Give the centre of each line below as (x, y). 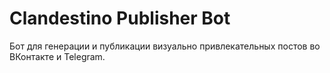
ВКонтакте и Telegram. (57, 56)
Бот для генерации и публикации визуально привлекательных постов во (165, 46)
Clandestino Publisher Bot (120, 18)
